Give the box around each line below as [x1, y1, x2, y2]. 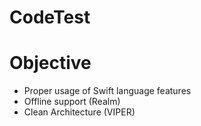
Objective [9, 52, 92, 75]
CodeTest [9, 6, 91, 29]
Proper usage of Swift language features [23, 85, 192, 97]
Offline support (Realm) [23, 96, 121, 108]
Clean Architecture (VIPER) [23, 106, 136, 118]
